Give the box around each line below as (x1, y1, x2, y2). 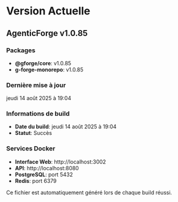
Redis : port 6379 (14, 177, 57, 184)
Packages (6, 46, 36, 55)
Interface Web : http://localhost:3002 (14, 158, 106, 165)
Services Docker (6, 144, 56, 153)
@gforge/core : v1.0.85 (14, 59, 72, 67)
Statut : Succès (14, 129, 53, 137)
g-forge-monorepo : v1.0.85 (14, 66, 84, 73)
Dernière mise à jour (6, 81, 66, 89)
